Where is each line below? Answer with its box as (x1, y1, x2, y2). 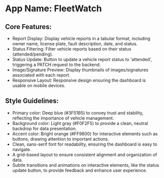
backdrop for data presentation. (12, 125, 77, 131)
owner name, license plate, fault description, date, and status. (12, 41, 138, 47)
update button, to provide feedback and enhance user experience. (12, 167, 147, 173)
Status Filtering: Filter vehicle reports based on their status (12, 46, 131, 52)
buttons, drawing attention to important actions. (12, 136, 109, 142)
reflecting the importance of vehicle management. (12, 115, 114, 121)
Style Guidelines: (5, 97, 59, 105)
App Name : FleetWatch (5, 3, 102, 14)
